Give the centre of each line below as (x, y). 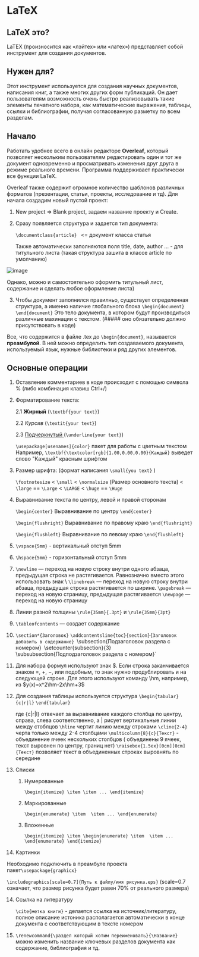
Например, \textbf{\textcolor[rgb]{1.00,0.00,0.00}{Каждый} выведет (104, 452)
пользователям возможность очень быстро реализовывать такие (91, 98)
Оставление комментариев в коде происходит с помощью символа (102, 382)
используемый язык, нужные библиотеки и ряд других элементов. (92, 349)
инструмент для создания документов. (56, 53)
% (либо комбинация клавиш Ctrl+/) (61, 389)
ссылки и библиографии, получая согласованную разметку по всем (94, 111)
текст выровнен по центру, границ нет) (65, 746)
